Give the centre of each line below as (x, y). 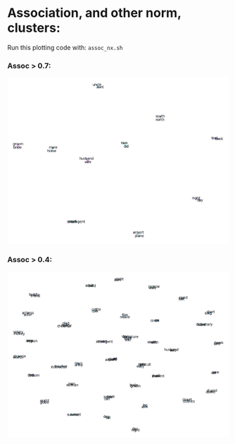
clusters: (34, 28)
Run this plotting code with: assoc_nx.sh (65, 47)
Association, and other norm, (94, 13)
